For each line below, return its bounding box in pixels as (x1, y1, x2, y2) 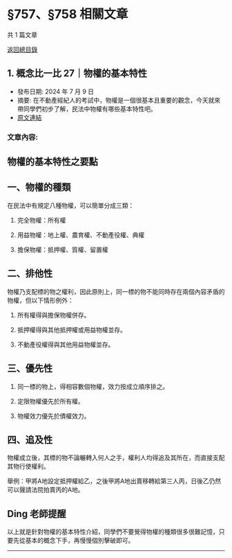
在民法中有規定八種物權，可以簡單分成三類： (7, 201, 135, 209)
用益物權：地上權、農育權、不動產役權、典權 (17, 230, 145, 239)
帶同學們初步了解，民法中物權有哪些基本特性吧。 (17, 105, 157, 113)
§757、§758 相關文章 (7, 6, 128, 22)
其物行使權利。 (7, 462, 50, 471)
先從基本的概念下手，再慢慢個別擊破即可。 (12, 537, 135, 545)
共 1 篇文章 (7, 30, 38, 39)
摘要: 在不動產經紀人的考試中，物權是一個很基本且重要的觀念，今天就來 (17, 96, 221, 104)
